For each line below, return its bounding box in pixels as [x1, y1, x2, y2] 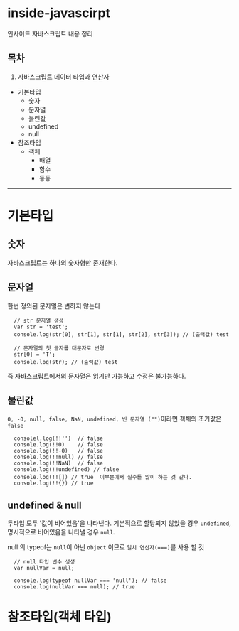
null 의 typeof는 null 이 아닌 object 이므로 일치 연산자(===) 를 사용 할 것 [7, 543, 205, 551]
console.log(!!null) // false [14, 453, 103, 461]
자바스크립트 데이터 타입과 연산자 [17, 72, 110, 81]
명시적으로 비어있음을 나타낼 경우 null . [7, 528, 115, 536]
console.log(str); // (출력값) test [14, 358, 118, 365]
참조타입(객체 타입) [7, 609, 112, 625]
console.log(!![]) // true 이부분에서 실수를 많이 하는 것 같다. [14, 474, 192, 481]
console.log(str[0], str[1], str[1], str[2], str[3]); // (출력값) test [14, 330, 230, 338]
